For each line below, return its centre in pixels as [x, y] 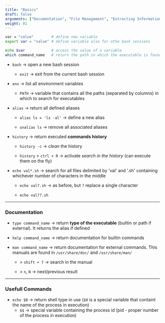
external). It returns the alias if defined [51, 228]
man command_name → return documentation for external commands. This [85, 248]
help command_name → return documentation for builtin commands [78, 238]
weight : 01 [16, 23]
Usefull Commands [28, 289]
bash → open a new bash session [46, 64]
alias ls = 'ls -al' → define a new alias [62, 117]
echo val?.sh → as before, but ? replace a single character [79, 185]
